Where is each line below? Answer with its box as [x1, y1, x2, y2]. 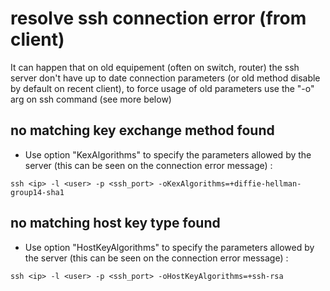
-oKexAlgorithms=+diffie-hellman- [158, 178, 302, 189]
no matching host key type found [10, 215, 221, 232]
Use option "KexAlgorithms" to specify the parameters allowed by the [24, 148, 312, 161]
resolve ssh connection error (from [10, 7, 307, 30]
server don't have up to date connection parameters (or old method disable [10, 72, 321, 84]
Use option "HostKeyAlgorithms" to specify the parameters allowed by [24, 241, 315, 253]
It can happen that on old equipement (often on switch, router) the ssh [10, 61, 300, 73]
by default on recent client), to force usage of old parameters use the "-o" [10, 82, 315, 94]
